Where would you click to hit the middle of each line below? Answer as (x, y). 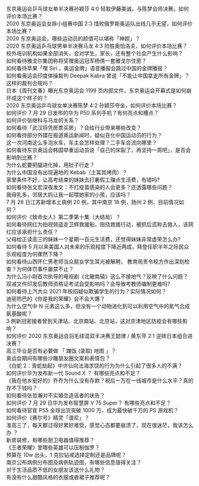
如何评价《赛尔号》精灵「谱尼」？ (48, 418)
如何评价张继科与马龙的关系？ (42, 120)
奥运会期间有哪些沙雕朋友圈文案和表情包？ (58, 358)
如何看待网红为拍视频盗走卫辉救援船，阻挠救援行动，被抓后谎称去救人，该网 (100, 224)
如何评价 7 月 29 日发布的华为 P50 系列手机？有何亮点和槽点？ (83, 113)
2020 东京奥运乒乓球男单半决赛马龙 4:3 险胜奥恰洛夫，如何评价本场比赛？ (97, 46)
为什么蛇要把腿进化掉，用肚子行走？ (50, 165)
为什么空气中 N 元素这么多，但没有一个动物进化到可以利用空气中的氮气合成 (98, 306)
